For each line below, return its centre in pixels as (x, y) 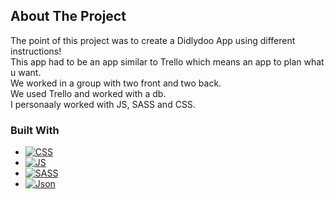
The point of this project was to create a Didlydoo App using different (153, 40)
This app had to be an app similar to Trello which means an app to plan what (167, 61)
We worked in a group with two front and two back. (116, 83)
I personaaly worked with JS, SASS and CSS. (103, 104)
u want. (26, 72)
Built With (35, 130)
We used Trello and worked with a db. (88, 93)
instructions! (36, 51)
